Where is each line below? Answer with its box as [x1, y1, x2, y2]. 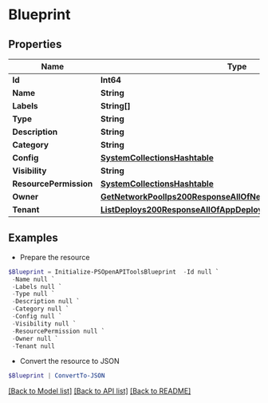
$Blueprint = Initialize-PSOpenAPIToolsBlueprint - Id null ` [8, 267, 219, 276]
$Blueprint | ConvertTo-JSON [8, 372, 105, 380]
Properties [8, 38, 62, 51]
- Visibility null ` [11, 319, 77, 328]
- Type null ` [11, 290, 56, 298]
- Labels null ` [11, 282, 62, 290]
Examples [8, 231, 58, 245]
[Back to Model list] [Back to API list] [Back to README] [8, 386, 191, 396]
